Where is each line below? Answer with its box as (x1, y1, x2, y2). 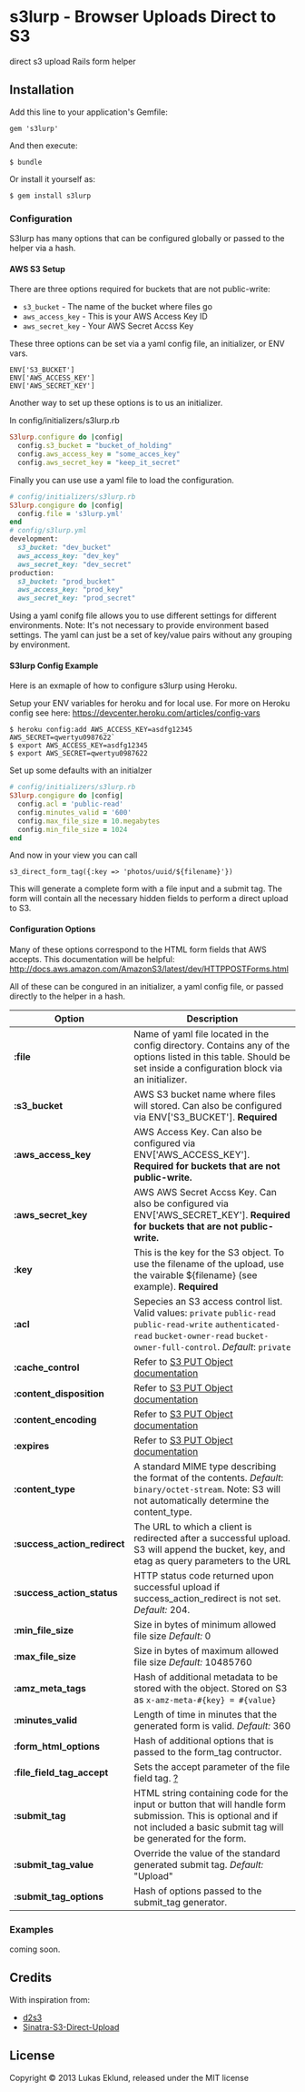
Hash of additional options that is (133, 1734, 274, 1747)
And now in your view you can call (9, 849, 138, 861)
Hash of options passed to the (133, 1884, 262, 1897)
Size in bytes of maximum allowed (133, 1644, 279, 1657)
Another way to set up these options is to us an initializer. (9, 398, 223, 409)
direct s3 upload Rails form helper (9, 56, 136, 66)
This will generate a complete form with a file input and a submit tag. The (9, 883, 283, 894)
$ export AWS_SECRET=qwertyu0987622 (9, 749, 148, 758)
